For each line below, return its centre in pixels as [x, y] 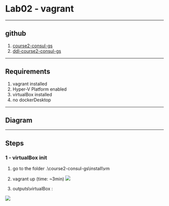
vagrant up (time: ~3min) [38, 179]
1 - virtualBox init [26, 158]
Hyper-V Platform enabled [39, 89]
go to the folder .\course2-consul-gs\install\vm [61, 169]
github [16, 33]
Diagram [19, 120]
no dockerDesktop [32, 100]
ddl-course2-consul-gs [37, 51]
